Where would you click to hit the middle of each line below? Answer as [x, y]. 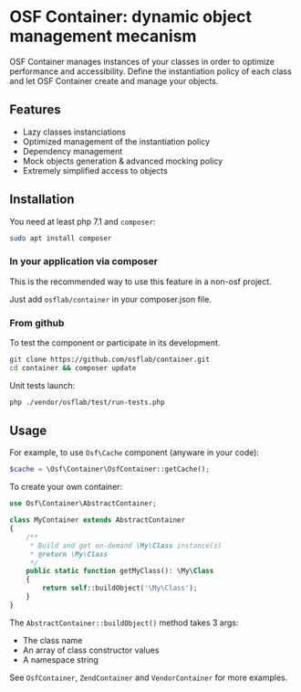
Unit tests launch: [42, 385]
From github [37, 323]
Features [35, 110]
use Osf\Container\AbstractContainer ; [83, 504]
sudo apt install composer [61, 238]
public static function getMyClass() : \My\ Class [120, 571]
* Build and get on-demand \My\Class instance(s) [126, 546]
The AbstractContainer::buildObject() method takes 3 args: [124, 623]
